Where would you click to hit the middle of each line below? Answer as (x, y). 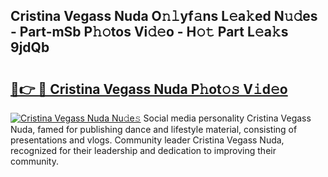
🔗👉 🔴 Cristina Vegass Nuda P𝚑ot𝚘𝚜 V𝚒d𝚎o (149, 89)
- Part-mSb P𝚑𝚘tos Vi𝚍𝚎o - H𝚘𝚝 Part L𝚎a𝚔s (149, 32)
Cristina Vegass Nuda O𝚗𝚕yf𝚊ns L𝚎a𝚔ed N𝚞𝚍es (164, 16)
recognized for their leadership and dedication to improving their (143, 150)
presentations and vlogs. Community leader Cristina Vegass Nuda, (147, 140)
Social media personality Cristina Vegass (227, 118)
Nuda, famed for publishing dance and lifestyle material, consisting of (154, 129)
